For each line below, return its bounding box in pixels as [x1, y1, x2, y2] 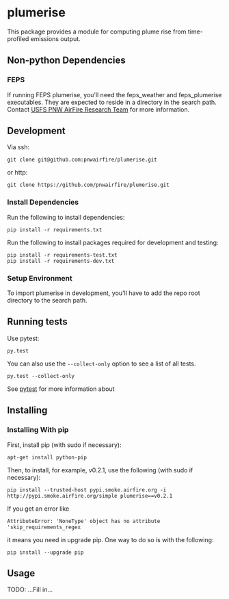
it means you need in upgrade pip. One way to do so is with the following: [7, 535, 214, 544]
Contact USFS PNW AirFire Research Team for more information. [7, 105, 190, 114]
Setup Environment [7, 273, 73, 283]
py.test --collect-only [7, 372, 75, 379]
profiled [7, 34, 29, 42]
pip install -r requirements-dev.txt [7, 257, 115, 264]
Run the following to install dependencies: [7, 213, 125, 221]
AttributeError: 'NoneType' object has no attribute [7, 518, 161, 524]
